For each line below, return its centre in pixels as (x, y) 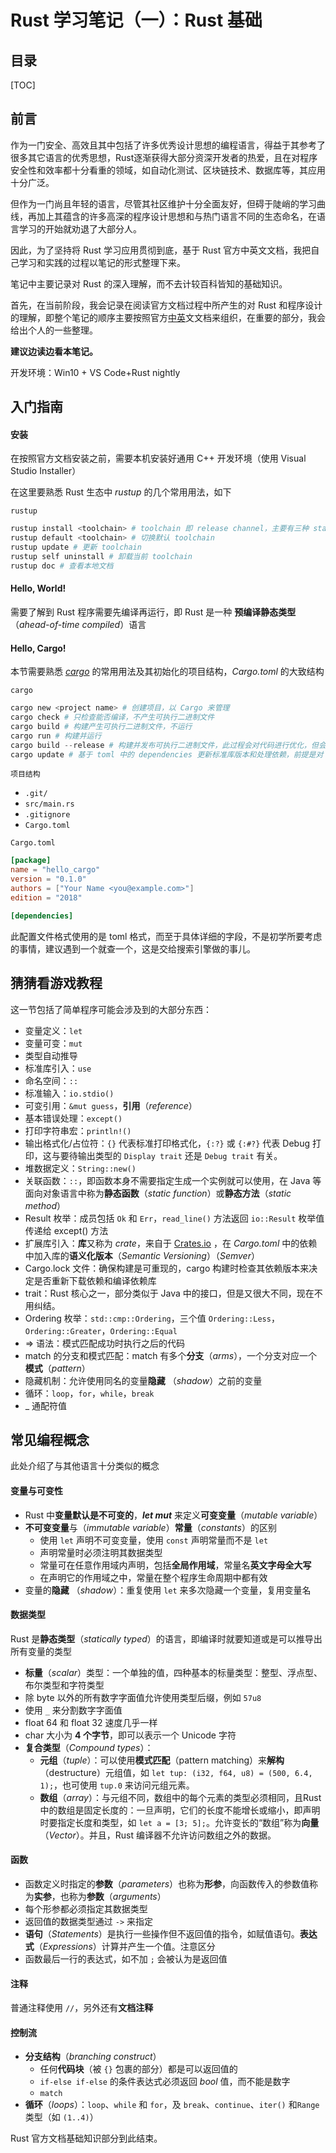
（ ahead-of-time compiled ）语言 (78, 624)
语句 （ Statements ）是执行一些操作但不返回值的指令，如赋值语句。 (162, 1933)
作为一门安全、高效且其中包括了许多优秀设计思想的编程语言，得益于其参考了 (168, 145)
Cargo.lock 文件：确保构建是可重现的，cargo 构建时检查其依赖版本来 (167, 1268)
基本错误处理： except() (73, 1118)
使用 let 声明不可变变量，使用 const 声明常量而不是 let (154, 1540)
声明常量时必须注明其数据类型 (101, 1552)
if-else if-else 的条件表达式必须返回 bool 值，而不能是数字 (165, 2082)
